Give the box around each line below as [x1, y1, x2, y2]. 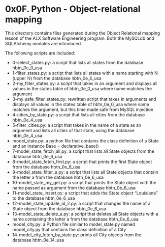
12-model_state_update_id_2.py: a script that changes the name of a [12, 200, 151, 206]
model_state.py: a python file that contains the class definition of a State [12, 137, 159, 143]
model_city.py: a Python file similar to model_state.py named [12, 221, 135, 227]
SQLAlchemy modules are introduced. [5, 40, 82, 46]
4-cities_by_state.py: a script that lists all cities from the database [12, 111, 145, 117]
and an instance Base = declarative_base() [12, 143, 99, 149]
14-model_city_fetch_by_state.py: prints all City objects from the [12, 232, 142, 238]
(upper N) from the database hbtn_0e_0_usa [12, 75, 102, 81]
